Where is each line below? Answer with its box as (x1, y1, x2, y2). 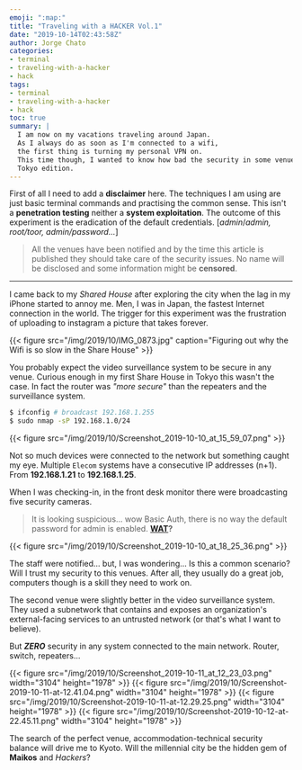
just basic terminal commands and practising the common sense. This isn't (9, 198, 287, 209)
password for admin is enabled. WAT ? (31, 524, 173, 534)
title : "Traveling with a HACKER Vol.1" (9, 22, 164, 31)
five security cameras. (9, 497, 93, 507)
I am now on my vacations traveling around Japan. (17, 130, 211, 139)
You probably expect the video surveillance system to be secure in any (9, 362, 272, 373)
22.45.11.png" (9, 716, 60, 727)
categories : (9, 47, 54, 56)
